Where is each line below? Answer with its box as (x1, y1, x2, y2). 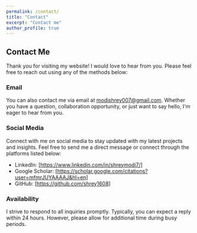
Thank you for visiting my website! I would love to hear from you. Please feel (6, 62, 192, 69)
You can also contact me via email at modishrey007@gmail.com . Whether (6, 96, 186, 104)
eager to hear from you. (6, 109, 64, 116)
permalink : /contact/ (6, 8, 60, 15)
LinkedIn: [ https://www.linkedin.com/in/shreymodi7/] (14, 161, 143, 168)
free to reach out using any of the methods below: (6, 69, 128, 76)
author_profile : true (6, 25, 60, 31)
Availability (6, 195, 40, 203)
